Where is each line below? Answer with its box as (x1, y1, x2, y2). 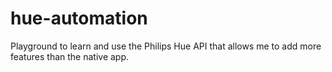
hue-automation (10, 7, 148, 30)
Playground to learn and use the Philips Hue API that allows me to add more (10, 40, 322, 52)
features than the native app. (10, 50, 130, 62)
